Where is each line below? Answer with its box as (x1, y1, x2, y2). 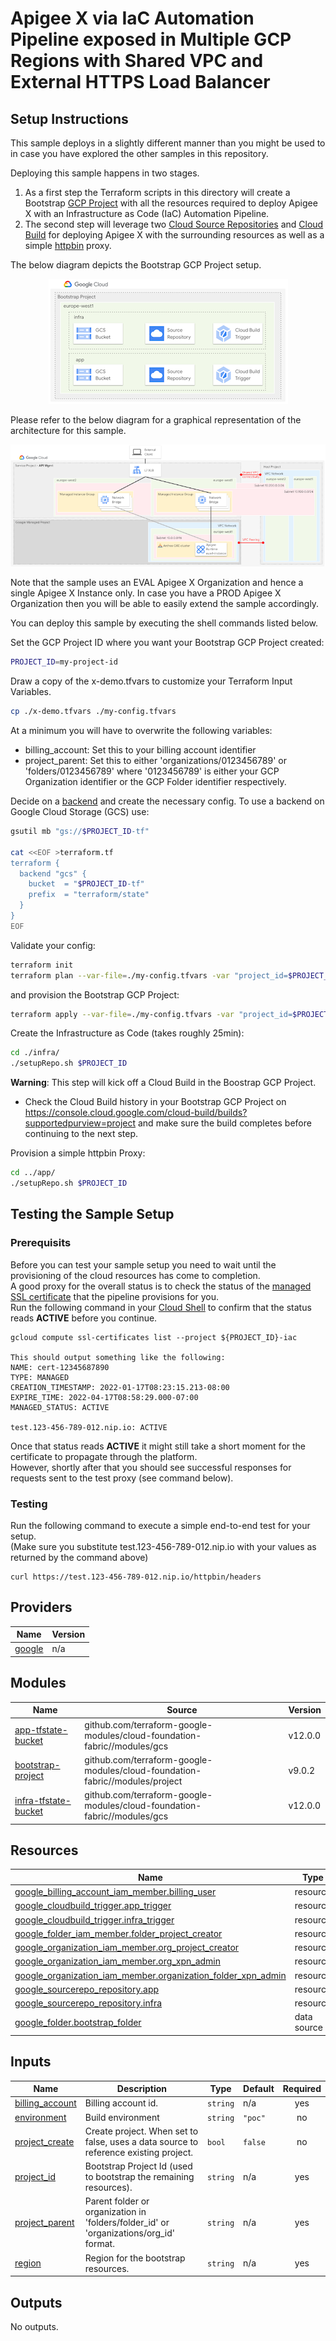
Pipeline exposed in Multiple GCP (10, 28, 292, 51)
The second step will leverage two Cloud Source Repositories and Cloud (24, 218, 324, 230)
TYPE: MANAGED (10, 1372, 70, 1382)
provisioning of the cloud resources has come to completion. (10, 1269, 261, 1281)
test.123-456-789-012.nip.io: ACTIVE (10, 1422, 168, 1432)
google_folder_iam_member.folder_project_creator (14, 1927, 223, 1939)
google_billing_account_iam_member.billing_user (14, 1886, 217, 1898)
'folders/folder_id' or (84, 2217, 170, 2229)
